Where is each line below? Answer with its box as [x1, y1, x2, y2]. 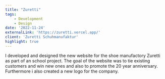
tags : [5, 12, 16, 17]
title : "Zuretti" [5, 7, 41, 12]
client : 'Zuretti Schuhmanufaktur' [5, 35, 79, 40]
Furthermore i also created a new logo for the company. [5, 68, 119, 74]
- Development [14, 16, 43, 21]
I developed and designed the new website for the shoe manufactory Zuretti [5, 53, 161, 58]
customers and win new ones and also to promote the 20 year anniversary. [5, 63, 158, 69]
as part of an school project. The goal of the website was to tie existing [5, 57, 150, 64]
